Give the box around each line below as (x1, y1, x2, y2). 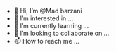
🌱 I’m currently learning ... (13, 22, 89, 30)
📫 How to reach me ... (13, 37, 79, 45)
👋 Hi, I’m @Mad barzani (13, 7, 82, 15)
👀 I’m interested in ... (13, 14, 74, 22)
